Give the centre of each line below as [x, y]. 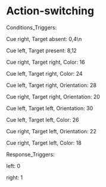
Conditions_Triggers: [32, 27]
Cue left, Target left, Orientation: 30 [50, 108]
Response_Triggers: [30, 154]
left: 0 [13, 166]
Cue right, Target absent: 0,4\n [44, 39]
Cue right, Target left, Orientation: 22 [51, 131]
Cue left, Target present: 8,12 [42, 50]
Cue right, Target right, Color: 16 [46, 62]
